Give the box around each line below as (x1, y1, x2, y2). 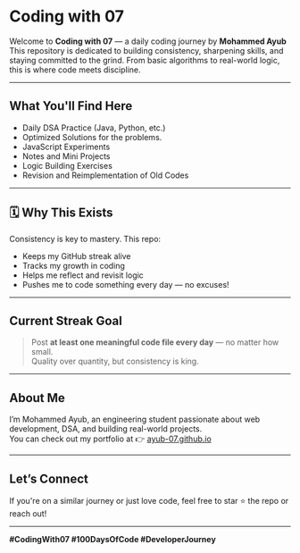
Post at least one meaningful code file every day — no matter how (30, 337, 279, 348)
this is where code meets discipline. (9, 64, 141, 75)
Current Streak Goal (9, 313, 122, 328)
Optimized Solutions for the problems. (21, 131, 162, 142)
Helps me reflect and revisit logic (21, 270, 145, 281)
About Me (9, 390, 65, 406)
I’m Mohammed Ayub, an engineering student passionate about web (9, 414, 261, 425)
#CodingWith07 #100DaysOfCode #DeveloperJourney (9, 534, 216, 544)
